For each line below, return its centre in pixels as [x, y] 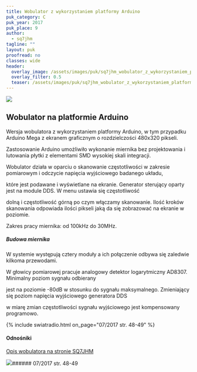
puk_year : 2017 [25, 22]
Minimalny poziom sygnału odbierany [51, 278]
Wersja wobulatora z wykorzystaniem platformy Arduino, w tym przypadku [96, 131]
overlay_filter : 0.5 [36, 77]
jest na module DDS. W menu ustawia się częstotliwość [73, 190]
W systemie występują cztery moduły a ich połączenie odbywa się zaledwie [98, 254]
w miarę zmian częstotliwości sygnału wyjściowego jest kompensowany [93, 307]
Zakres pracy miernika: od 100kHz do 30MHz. [62, 226]
